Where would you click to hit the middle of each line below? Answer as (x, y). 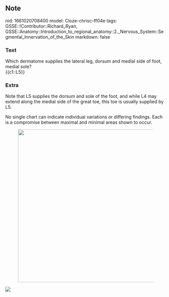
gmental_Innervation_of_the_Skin (40, 37)
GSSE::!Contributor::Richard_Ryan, (41, 26)
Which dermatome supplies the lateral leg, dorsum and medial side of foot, (83, 61)
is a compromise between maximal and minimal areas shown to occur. (79, 122)
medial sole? (19, 67)
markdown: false (93, 37)
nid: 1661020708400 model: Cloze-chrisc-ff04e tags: (61, 20)
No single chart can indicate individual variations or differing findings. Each (84, 117)
